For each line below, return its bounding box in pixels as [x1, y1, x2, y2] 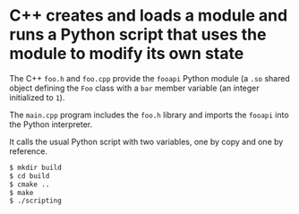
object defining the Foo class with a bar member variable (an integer [9, 82, 260, 93]
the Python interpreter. [9, 118, 92, 130]
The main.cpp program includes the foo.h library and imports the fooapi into [9, 109, 289, 120]
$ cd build [9, 171, 50, 180]
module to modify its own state [9, 44, 244, 64]
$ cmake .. [9, 180, 50, 189]
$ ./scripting [9, 196, 63, 206]
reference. [9, 145, 47, 157]
